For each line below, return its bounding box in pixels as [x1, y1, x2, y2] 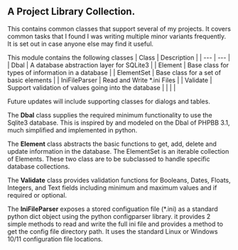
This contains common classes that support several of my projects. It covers [7, 24, 231, 33]
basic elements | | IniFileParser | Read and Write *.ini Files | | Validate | [7, 76, 212, 84]
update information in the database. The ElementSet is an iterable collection [7, 147, 229, 155]
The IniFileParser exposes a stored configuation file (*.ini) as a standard [7, 205, 218, 213]
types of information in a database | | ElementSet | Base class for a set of [7, 68, 222, 76]
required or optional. [7, 191, 67, 199]
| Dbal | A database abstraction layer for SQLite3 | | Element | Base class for [7, 60, 229, 69]
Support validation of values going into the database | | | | [7, 83, 176, 91]
